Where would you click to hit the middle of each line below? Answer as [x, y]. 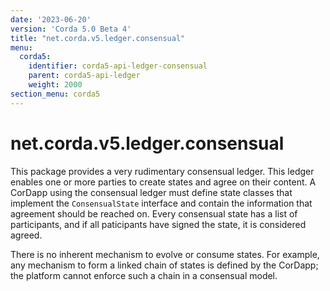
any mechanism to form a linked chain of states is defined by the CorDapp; [164, 265]
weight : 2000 [55, 85]
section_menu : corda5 [55, 94]
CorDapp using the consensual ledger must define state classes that [151, 192]
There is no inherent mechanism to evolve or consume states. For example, [165, 254]
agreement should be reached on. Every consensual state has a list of [154, 213]
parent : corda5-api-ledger [84, 76]
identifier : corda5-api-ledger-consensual [118, 66]
